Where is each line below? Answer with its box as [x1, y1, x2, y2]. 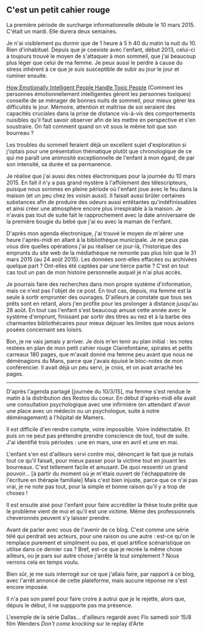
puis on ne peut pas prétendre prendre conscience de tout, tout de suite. [6, 432, 189, 439]
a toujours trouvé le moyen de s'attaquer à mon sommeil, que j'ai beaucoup [6, 52, 196, 60]
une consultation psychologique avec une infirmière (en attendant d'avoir [6, 400, 191, 408]
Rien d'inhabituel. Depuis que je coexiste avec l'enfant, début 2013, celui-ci [6, 46, 195, 53]
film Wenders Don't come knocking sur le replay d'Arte [6, 620, 144, 627]
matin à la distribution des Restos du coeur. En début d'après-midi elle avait [6, 394, 196, 401]
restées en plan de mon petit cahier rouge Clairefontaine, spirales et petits [6, 344, 193, 351]
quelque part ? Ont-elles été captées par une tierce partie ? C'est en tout [6, 262, 189, 269]
